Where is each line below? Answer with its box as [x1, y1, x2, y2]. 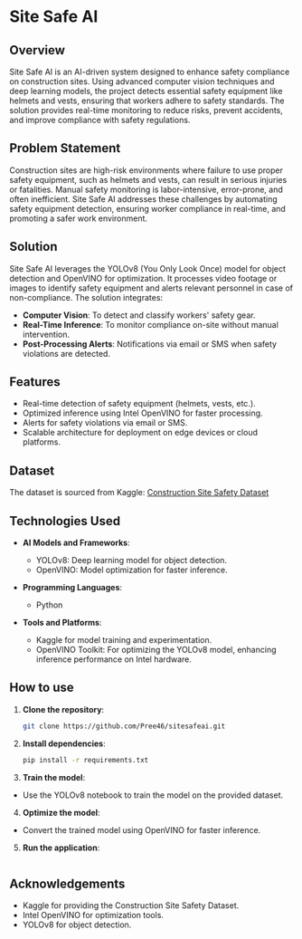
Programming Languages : [22, 582, 123, 593]
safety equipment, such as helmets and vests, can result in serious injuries [9, 174, 288, 185]
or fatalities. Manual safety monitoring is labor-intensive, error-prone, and [9, 184, 283, 195]
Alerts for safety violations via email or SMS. [22, 417, 188, 428]
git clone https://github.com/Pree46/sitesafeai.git [22, 722, 226, 731]
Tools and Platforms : [22, 618, 102, 628]
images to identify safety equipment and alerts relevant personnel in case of [9, 283, 294, 293]
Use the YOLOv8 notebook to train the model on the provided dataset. [22, 790, 284, 800]
